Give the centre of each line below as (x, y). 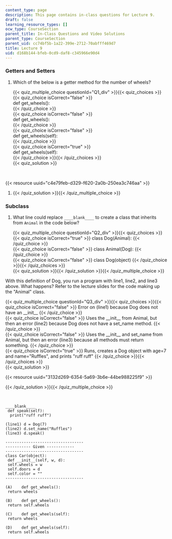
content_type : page (26, 10)
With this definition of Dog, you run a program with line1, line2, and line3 (81, 281)
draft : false (19, 20)
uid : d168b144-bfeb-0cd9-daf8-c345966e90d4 (53, 53)
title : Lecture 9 (24, 48)
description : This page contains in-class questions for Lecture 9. (80, 15)
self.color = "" (25, 474)
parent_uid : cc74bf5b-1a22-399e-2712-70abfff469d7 (61, 44)
